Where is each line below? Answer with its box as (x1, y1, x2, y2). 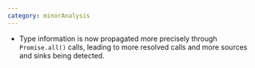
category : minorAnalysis (7, 11, 90, 20)
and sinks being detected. (18, 50, 105, 60)
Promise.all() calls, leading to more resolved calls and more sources (18, 42, 248, 52)
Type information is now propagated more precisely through (18, 34, 217, 43)
